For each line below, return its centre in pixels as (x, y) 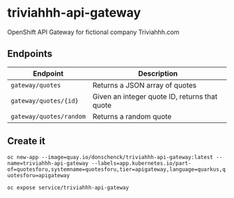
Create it (26, 141)
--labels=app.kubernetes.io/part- (141, 163)
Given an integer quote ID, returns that (155, 97)
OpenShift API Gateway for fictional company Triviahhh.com (93, 32)
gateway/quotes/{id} (45, 101)
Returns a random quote (132, 116)
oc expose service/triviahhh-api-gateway (68, 188)
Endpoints (30, 54)
